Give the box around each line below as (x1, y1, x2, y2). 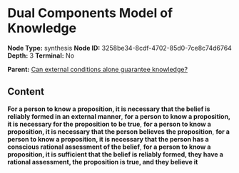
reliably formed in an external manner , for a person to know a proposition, (7, 112, 230, 120)
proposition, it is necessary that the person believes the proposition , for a (7, 127, 230, 136)
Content (7, 85, 45, 98)
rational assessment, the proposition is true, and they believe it (7, 157, 198, 166)
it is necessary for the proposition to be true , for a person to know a (7, 120, 212, 128)
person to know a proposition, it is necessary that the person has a (7, 135, 209, 143)
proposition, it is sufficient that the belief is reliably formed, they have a (7, 150, 223, 158)
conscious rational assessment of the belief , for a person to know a (7, 142, 211, 151)
